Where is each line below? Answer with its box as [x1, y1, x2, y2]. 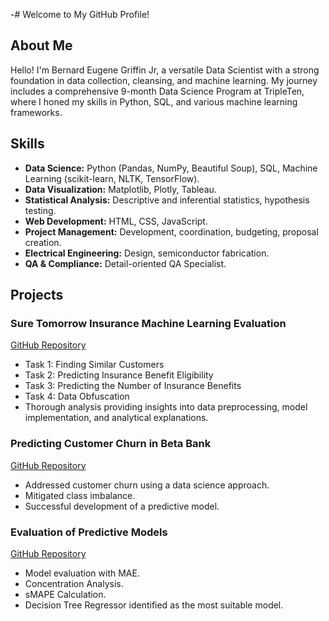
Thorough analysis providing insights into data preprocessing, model [24, 401, 308, 413]
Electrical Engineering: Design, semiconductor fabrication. [24, 247, 270, 259]
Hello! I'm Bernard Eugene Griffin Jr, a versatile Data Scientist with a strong [10, 64, 320, 76]
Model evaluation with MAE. [24, 567, 140, 579]
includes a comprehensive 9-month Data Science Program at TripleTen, [10, 85, 305, 97]
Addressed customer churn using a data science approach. [24, 479, 270, 491]
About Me [10, 37, 73, 54]
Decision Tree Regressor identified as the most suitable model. [24, 599, 284, 611]
